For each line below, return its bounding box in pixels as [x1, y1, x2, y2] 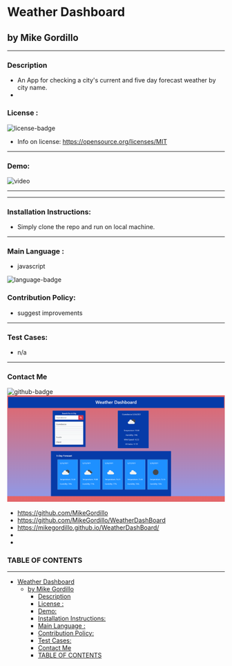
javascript [17, 262, 46, 271]
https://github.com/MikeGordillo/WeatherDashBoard [17, 516, 166, 524]
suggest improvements [17, 309, 83, 317]
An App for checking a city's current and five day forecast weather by [17, 76, 216, 84]
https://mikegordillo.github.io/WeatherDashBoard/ [17, 523, 159, 532]
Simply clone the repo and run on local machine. [17, 223, 155, 231]
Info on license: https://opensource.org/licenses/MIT [17, 137, 168, 145]
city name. [17, 84, 48, 92]
